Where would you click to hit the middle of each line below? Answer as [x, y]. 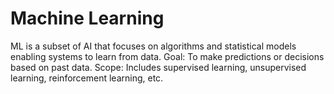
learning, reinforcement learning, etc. [87, 78]
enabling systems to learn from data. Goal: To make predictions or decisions [167, 56]
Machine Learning [87, 18]
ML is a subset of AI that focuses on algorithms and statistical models [153, 46]
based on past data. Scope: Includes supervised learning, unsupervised [158, 67]
